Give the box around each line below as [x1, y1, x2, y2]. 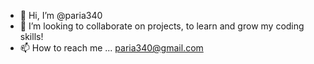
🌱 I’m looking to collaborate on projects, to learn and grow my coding [19, 20, 305, 32]
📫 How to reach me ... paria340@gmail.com [19, 42, 204, 54]
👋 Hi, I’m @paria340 [19, 10, 103, 21]
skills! [19, 31, 44, 42]
